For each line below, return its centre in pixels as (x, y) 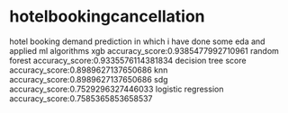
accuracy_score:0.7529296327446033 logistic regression (117, 89)
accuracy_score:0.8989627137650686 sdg (89, 79)
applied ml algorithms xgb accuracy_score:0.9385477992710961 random (144, 50)
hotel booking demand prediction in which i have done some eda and (137, 41)
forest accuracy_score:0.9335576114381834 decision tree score (128, 60)
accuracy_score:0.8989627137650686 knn (89, 70)
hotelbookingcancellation (107, 17)
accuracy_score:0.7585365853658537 (81, 98)
